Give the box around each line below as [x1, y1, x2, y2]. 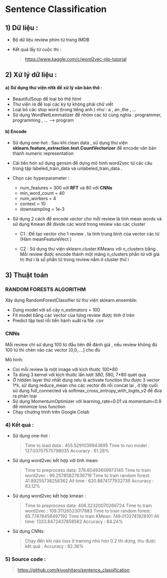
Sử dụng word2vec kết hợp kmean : [12, 493, 86, 499]
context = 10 [19, 200, 46, 206]
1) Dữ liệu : [5, 24, 38, 32]
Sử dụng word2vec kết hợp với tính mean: [12, 457, 99, 464]
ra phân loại [12, 393, 37, 399]
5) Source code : [5, 556, 46, 562]
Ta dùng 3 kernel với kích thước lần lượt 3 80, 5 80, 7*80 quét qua [12, 372, 146, 378]
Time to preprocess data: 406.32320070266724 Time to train [24, 502, 152, 509]
